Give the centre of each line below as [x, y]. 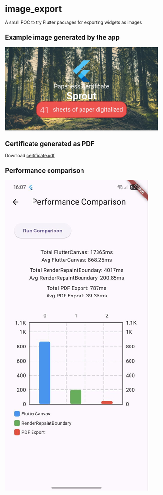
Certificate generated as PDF [50, 144]
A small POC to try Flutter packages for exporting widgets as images [73, 22]
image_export [33, 9]
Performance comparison [45, 171]
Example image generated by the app [62, 38]
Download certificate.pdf [30, 155]
